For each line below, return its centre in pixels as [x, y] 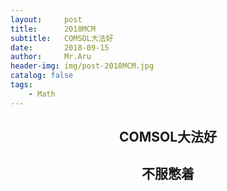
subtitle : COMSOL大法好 [62, 38]
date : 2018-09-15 [60, 47]
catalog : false [42, 76]
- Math [42, 94]
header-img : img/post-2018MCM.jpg [82, 66]
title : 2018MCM [53, 29]
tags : [21, 85]
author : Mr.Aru [51, 57]
